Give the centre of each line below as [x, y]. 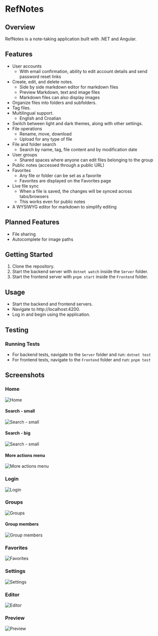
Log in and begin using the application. [51, 314]
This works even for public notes [52, 202]
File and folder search [34, 144]
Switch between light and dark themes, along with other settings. [77, 123]
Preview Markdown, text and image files [59, 92]
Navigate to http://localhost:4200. [46, 309]
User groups [25, 154]
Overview [20, 27]
